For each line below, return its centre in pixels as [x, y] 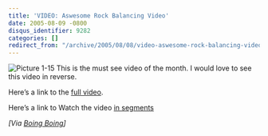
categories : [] [33, 38]
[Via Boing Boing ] [37, 123]
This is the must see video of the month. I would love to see [154, 68]
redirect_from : [33, 46]
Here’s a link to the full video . [56, 92]
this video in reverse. [43, 77]
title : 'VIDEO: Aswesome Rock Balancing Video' [89, 16]
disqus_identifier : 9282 [49, 30]
